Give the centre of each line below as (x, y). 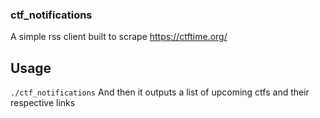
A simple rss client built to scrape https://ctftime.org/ (119, 37)
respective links (43, 103)
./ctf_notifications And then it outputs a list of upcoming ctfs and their (160, 92)
